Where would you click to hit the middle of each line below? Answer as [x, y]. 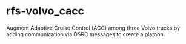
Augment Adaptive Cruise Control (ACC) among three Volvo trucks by [93, 28]
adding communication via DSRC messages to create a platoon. [86, 34]
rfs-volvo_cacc [45, 11]
